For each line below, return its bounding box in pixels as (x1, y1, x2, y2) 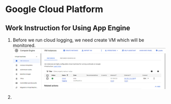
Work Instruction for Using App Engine (5, 24, 131, 32)
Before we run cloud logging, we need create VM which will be (12, 37, 145, 43)
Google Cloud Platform (5, 4, 103, 15)
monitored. (12, 42, 36, 48)
